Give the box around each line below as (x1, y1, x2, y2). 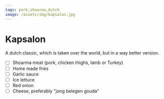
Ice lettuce (12, 76, 35, 82)
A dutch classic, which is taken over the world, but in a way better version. (5, 50, 159, 56)
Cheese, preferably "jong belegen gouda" (12, 88, 100, 94)
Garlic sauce (12, 71, 39, 77)
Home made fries (12, 65, 49, 71)
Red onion (12, 82, 34, 88)
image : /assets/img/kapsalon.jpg (5, 12, 75, 17)
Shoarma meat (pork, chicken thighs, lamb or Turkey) (12, 59, 123, 65)
